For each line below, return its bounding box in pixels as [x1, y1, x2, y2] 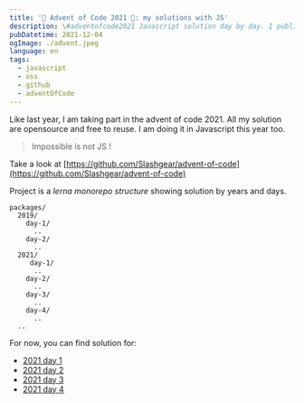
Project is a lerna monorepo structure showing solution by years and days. [9, 185, 287, 196]
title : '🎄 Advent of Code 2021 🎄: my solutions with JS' [9, 13, 229, 23]
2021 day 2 [22, 364, 64, 375]
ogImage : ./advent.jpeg [9, 38, 100, 48]
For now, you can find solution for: [9, 337, 138, 348]
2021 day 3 [22, 374, 65, 385]
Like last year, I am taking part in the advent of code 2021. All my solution [9, 114, 282, 125]
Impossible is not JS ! [31, 141, 111, 152]
